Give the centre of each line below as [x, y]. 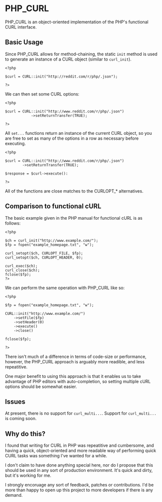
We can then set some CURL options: [42, 94]
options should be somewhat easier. [41, 387]
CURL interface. [21, 27]
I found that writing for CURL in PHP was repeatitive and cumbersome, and [80, 445]
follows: [13, 223]
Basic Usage [24, 42]
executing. [15, 143]
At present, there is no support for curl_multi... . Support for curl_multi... [81, 413]
